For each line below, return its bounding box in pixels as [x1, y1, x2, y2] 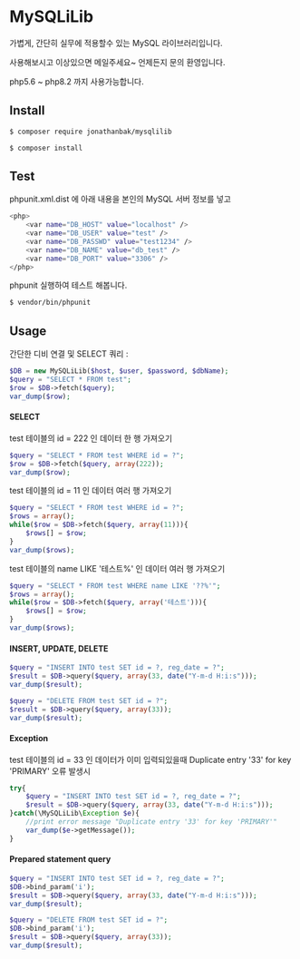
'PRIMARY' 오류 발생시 [9, 765, 91, 777]
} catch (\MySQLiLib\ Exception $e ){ [9, 809, 140, 818]
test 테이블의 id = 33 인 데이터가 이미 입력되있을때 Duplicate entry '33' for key [9, 754, 292, 765]
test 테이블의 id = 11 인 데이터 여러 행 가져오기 [9, 485, 172, 496]
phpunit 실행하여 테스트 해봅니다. [9, 279, 128, 291]
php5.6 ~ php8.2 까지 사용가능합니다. [9, 75, 145, 87]
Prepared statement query [9, 854, 111, 865]
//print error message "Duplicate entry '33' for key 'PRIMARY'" [25, 817, 278, 827]
